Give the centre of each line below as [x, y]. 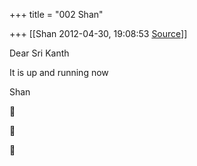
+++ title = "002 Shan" [56, 14]
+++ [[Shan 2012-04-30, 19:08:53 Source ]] [98, 33]
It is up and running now [59, 72]
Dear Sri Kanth [39, 53]
